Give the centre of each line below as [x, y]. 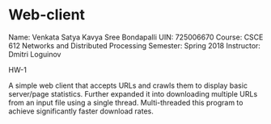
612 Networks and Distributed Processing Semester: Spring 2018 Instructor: [135, 45]
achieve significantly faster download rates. [81, 111]
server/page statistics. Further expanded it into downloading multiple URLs [133, 93]
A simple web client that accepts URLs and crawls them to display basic [128, 85]
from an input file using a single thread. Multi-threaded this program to [126, 102]
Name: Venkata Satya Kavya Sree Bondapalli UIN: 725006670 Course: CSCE [136, 37]
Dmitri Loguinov [35, 54]
